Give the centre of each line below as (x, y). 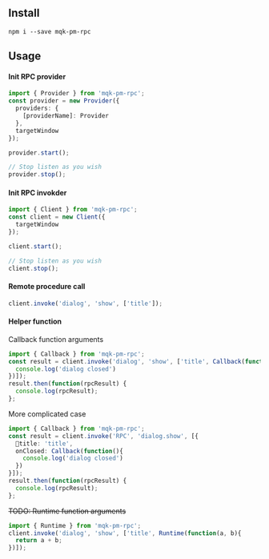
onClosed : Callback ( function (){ (70, 451)
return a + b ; (39, 541)
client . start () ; (35, 246)
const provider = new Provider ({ (64, 101)
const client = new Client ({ (57, 217)
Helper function (35, 322)
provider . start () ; (39, 153)
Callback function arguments (56, 339)
